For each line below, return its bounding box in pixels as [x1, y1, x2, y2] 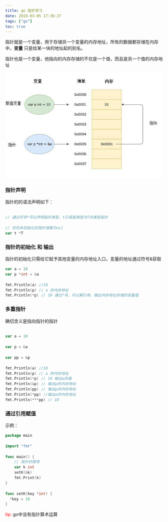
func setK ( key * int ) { [5, 491, 52, 496]
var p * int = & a [5, 272, 39, 277]
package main [5, 433, 32, 438]
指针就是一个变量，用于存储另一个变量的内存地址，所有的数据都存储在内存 [5, 39, 158, 45]
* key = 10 [9, 496, 30, 501]
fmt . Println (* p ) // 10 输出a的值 [5, 376, 72, 381]
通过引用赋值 [5, 410, 36, 417]
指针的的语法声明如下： [5, 199, 53, 205]
